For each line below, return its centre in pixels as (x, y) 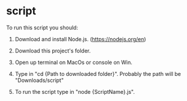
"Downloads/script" (39, 80)
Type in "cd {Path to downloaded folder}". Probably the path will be (98, 74)
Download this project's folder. (53, 51)
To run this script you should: (42, 27)
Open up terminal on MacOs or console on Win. (74, 62)
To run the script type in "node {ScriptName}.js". (75, 91)
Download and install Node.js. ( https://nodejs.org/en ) (80, 39)
